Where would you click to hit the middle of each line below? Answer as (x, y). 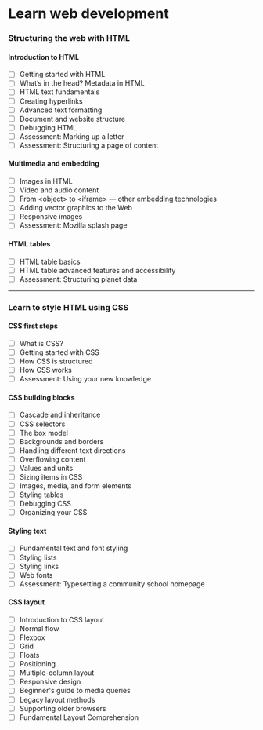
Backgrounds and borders (61, 441)
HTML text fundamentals (59, 92)
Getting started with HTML (62, 75)
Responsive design (50, 682)
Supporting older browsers (63, 708)
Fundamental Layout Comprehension (79, 717)
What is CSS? (41, 343)
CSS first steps (33, 326)
